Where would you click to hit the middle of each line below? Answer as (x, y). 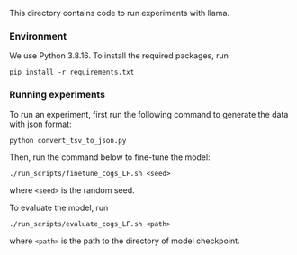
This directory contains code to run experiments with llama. (120, 13)
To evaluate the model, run (59, 207)
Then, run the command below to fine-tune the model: (110, 157)
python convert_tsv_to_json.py (68, 140)
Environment (38, 36)
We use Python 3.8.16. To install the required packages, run (119, 56)
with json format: (40, 124)
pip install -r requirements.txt (72, 72)
